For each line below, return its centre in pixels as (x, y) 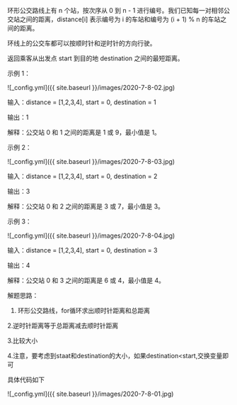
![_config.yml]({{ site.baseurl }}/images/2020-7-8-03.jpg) (91, 161)
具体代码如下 (26, 379)
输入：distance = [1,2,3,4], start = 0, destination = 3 (82, 250)
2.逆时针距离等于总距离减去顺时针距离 (63, 326)
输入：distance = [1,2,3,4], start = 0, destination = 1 (82, 102)
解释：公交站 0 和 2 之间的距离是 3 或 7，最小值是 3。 (86, 206)
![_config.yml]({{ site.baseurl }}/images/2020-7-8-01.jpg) (91, 394)
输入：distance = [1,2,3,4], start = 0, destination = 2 (82, 176)
